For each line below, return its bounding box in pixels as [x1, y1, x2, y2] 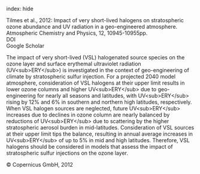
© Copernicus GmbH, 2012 [6, 161, 74, 168]
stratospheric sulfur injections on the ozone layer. [6, 149, 129, 157]
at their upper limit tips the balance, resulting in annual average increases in [6, 130, 193, 137]
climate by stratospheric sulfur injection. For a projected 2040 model [6, 73, 175, 80]
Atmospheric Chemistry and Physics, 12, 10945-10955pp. [6, 29, 148, 37]
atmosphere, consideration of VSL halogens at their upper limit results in [6, 79, 185, 86]
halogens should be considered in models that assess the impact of [6, 143, 173, 150]
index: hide [6, 5, 34, 12]
